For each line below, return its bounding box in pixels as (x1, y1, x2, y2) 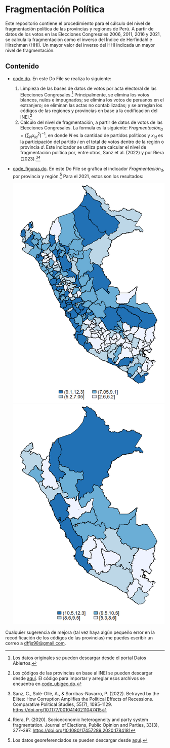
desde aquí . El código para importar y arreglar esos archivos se (12, 675, 145, 682)
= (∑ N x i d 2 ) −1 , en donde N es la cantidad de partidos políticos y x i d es (20, 131, 163, 140)
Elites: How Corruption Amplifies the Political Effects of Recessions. (12, 696, 153, 702)
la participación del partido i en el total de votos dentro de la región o (20, 139, 164, 145)
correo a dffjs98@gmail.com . (5, 640, 66, 647)
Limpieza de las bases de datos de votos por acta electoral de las (20, 85, 157, 91)
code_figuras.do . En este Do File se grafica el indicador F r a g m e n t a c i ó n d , (12, 165, 164, 173)
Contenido (5, 62, 39, 71)
